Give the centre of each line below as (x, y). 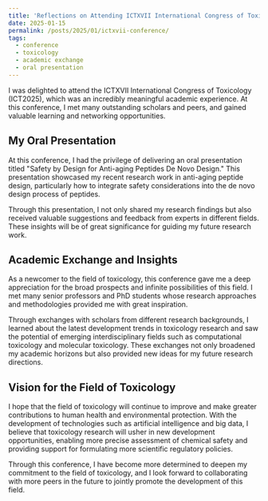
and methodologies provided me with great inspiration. (98, 305)
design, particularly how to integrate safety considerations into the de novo (132, 185)
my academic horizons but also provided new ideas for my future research (131, 354)
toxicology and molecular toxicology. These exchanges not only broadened (132, 345)
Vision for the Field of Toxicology (92, 387)
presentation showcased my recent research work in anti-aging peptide (126, 177)
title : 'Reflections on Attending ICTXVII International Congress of (126, 16)
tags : (17, 38)
